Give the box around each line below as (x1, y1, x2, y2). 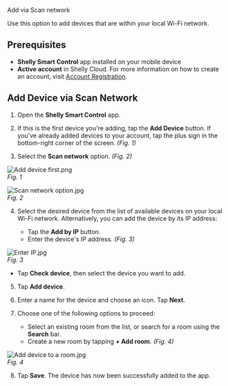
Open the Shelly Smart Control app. (17, 110, 121, 119)
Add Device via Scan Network (7, 93, 138, 104)
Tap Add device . (17, 282, 66, 291)
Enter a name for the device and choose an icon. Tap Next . (17, 296, 185, 304)
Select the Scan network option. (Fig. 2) (17, 152, 133, 160)
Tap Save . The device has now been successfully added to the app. (17, 371, 211, 379)
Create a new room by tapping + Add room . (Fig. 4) (27, 337, 174, 345)
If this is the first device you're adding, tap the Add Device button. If (17, 124, 211, 132)
